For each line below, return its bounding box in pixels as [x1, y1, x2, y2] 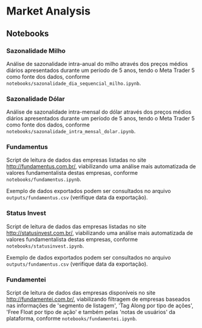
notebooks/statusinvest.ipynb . [6, 242, 84, 249]
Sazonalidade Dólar [6, 94, 66, 103]
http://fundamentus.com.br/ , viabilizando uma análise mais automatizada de [6, 163, 196, 170]
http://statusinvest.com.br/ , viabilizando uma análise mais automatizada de [6, 229, 193, 237]
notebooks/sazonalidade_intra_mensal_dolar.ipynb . [6, 128, 136, 135]
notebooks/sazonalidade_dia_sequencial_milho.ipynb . [6, 79, 141, 87]
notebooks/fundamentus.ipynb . [6, 175, 82, 183]
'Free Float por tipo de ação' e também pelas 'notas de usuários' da [6, 309, 176, 316]
